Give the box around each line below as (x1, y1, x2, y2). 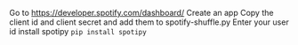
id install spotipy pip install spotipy (9, 26, 147, 36)
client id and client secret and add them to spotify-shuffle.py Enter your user (9, 17, 289, 27)
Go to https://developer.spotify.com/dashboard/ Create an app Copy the (9, 8, 274, 18)
